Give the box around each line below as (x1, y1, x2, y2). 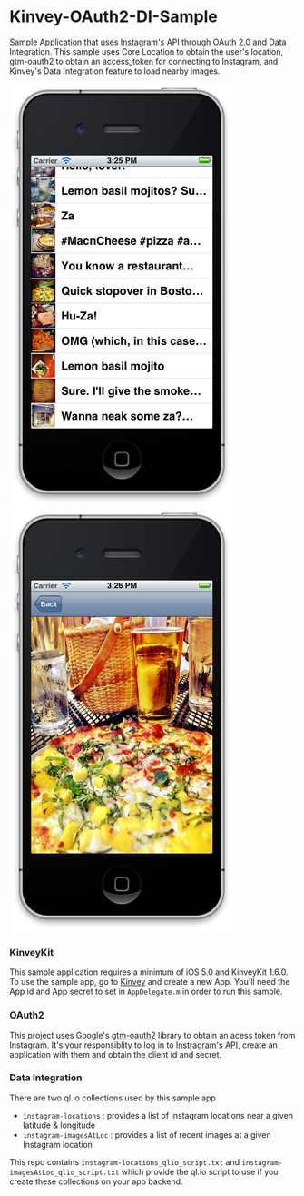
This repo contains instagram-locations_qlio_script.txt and (9, 1156, 240, 1167)
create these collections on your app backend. (9, 1176, 183, 1187)
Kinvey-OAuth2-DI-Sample (9, 6, 218, 27)
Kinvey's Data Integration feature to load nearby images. (9, 66, 221, 76)
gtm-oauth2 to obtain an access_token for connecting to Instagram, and (9, 56, 279, 66)
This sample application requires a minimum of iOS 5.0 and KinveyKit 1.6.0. (9, 967, 289, 978)
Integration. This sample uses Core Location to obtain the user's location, (9, 46, 284, 56)
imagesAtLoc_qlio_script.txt (9, 1168, 120, 1177)
